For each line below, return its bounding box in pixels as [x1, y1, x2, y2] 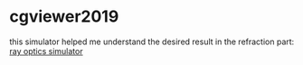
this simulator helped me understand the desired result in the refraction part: [9, 36, 295, 47]
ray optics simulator [9, 45, 83, 56]
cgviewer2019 [9, 6, 119, 27]
